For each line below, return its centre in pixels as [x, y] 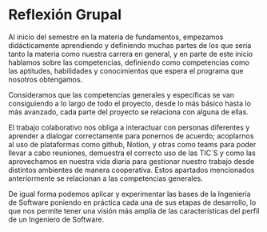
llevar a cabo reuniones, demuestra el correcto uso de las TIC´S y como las [132, 153]
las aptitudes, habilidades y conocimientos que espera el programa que [126, 70]
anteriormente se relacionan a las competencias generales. [106, 178]
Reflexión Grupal [65, 15]
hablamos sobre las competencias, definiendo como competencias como [129, 62]
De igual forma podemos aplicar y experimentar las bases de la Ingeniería [130, 194]
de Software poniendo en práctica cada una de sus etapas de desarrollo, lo [132, 202]
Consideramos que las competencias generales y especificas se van [121, 94]
